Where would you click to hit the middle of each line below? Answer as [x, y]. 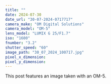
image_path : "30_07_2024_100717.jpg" [45, 52]
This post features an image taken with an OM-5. [56, 76]
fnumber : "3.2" [21, 43]
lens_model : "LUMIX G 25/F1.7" [38, 33]
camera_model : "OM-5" [28, 29]
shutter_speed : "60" [27, 48]
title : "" [16, 10]
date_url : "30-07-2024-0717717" [39, 19]
